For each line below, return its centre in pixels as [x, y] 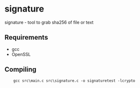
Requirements [26, 37]
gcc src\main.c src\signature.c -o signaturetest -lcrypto [74, 81]
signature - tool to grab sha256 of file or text [49, 22]
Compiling [21, 69]
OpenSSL [21, 54]
